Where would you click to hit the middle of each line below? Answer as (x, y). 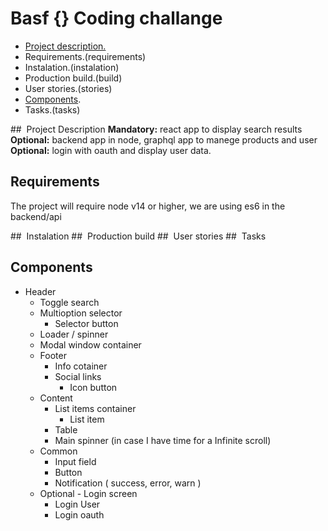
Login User (77, 504)
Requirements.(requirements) (85, 56)
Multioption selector (81, 313)
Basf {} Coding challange (116, 18)
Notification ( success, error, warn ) (128, 483)
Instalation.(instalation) (72, 67)
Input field (75, 461)
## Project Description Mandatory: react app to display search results (156, 129)
